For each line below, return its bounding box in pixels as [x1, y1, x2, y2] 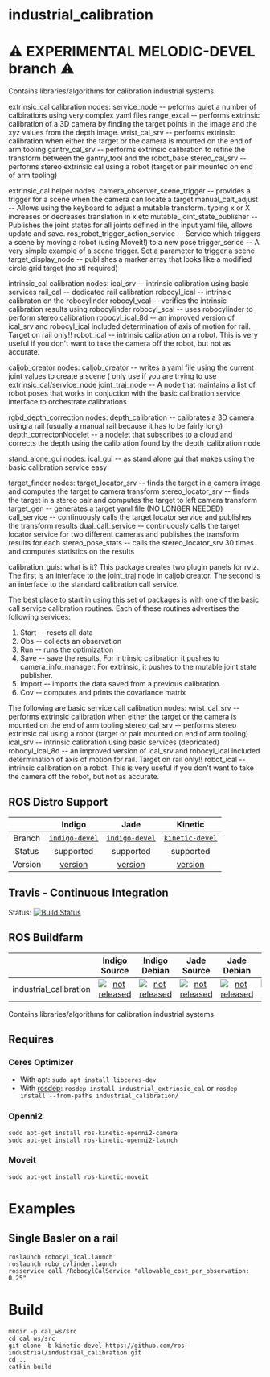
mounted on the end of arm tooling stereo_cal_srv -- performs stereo [8, 720, 237, 730]
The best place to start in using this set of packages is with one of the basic [8, 595, 260, 605]
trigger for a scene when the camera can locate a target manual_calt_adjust [8, 195, 259, 205]
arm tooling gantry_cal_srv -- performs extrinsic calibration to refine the [8, 145, 246, 155]
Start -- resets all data [19, 628, 94, 637]
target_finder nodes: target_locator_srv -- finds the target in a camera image [8, 478, 261, 488]
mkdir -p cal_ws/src [8, 1327, 78, 1335]
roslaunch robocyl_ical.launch [8, 1253, 113, 1261]
